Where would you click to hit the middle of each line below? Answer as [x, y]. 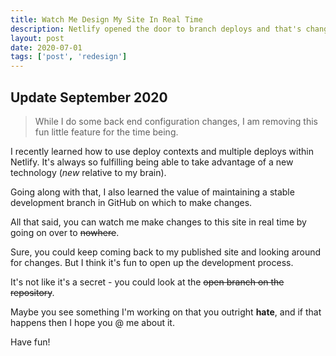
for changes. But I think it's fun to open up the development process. [152, 262]
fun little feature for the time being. [106, 132]
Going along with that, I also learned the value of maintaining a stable [152, 192]
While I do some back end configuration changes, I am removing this [176, 121]
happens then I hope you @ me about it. [92, 322]
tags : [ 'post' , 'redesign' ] [69, 57]
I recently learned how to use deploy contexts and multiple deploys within [162, 151]
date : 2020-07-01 [46, 47]
